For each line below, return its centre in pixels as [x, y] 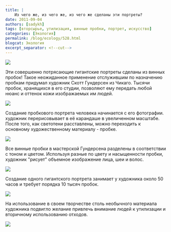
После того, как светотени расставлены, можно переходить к [73, 124]
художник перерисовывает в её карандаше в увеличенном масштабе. [82, 118]
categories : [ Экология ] [31, 34]
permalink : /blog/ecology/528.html [43, 39]
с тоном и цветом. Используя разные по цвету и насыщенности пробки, [84, 154]
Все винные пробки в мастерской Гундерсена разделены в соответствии [86, 149]
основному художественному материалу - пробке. [61, 129]
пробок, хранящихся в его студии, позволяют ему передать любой [79, 88]
